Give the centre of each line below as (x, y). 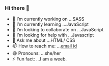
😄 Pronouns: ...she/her (36, 53)
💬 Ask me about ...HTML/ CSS (44, 40)
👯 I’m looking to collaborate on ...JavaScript (58, 30)
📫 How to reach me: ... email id (45, 46)
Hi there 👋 (17, 8)
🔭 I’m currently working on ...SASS (48, 19)
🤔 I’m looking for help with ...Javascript (53, 35)
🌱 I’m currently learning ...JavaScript (50, 24)
